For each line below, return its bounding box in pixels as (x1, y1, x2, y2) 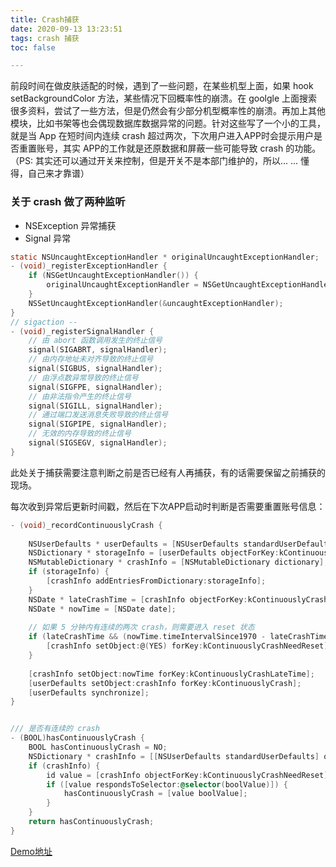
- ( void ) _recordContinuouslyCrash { (10, 520, 163, 530)
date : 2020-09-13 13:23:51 (10, 24, 123, 34)
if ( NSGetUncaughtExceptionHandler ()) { (28, 271, 199, 281)
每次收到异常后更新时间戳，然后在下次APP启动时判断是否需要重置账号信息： (10, 500, 326, 512)
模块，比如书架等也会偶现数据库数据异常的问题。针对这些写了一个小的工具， (10, 117, 326, 130)
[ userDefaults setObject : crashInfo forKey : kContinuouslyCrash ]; (28, 678, 302, 688)
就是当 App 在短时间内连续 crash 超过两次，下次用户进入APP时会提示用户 (10, 130, 314, 142)
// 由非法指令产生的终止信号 (28, 391, 132, 401)
